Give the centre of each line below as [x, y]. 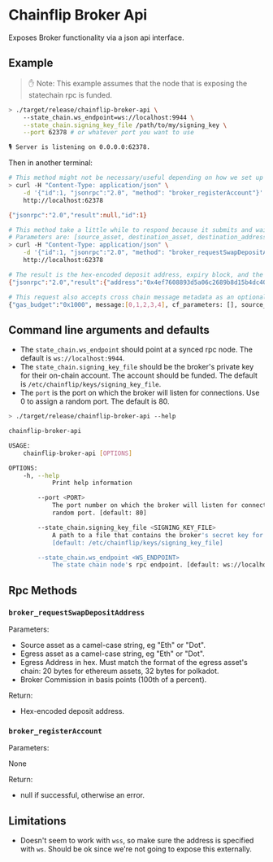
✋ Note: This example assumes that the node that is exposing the [138, 83]
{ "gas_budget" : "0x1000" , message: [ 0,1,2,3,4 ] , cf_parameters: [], [123, 304]
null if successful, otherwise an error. [82, 795]
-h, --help [41, 475]
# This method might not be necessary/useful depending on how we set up [136, 178]
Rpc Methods [43, 591]
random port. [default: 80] [100, 513]
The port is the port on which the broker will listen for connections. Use [140, 393]
